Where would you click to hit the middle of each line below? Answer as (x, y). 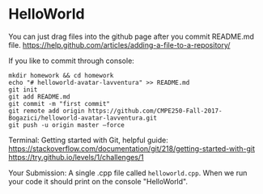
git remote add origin (47, 111)
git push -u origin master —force (67, 125)
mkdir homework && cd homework (61, 75)
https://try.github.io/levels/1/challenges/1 (76, 157)
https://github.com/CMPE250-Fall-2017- (155, 111)
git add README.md (39, 97)
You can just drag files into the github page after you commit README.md (131, 36)
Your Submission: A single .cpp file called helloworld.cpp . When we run (128, 173)
